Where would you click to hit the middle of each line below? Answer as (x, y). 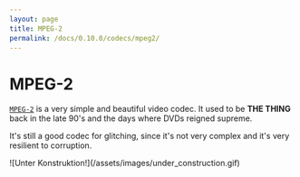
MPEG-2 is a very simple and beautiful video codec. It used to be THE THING (150, 109)
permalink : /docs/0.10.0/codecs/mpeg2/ (85, 38)
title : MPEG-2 (36, 28)
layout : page (34, 19)
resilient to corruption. (51, 145)
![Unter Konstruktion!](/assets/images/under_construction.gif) (125, 163)
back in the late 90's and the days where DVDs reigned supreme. (131, 118)
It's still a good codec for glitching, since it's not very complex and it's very (150, 136)
